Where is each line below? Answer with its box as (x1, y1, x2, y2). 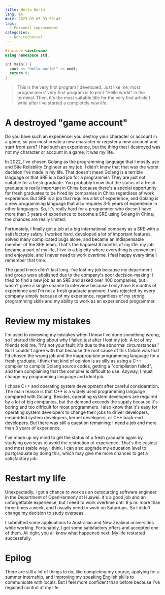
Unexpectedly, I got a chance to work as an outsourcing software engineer (5, 489, 157, 495)
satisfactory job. (5, 456, 38, 461)
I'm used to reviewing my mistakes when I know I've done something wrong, (5, 332, 160, 337)
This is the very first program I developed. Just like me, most (17, 84, 140, 90)
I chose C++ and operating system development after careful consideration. (5, 383, 159, 389)
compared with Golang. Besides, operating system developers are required (5, 394, 158, 399)
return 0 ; (9, 71, 30, 76)
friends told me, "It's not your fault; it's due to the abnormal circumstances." (5, 342, 160, 348)
